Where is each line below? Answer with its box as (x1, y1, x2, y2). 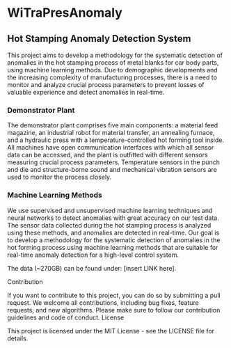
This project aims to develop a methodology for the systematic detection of (7, 51, 223, 59)
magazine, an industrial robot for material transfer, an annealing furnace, (7, 129, 215, 137)
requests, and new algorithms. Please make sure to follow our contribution (7, 306, 221, 314)
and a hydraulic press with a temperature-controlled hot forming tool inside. (7, 136, 225, 144)
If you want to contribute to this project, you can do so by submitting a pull (7, 291, 221, 299)
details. (7, 334, 29, 342)
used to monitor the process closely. (7, 173, 112, 182)
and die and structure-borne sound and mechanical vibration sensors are (7, 166, 218, 174)
